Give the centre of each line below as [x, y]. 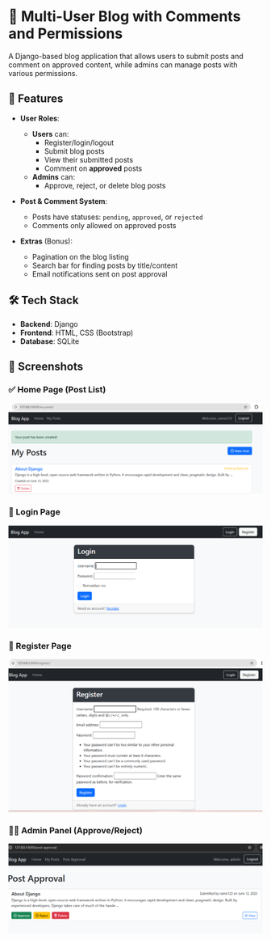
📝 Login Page [34, 511]
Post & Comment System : [63, 201]
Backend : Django [49, 324]
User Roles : [40, 118]
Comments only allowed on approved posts [104, 225]
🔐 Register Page [40, 646]
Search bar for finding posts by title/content [105, 265]
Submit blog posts [74, 151]
